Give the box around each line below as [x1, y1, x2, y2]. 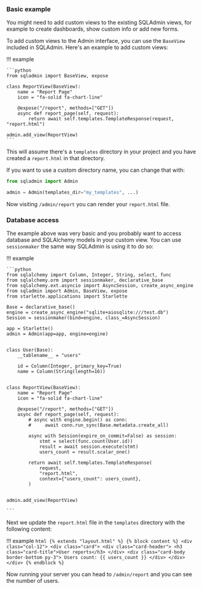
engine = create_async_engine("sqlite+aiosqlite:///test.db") [6, 309, 169, 316]
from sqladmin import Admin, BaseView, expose [6, 288, 128, 294]
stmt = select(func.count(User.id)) [39, 438, 133, 445]
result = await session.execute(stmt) [39, 444, 139, 450]
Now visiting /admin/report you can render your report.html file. [6, 201, 171, 208]
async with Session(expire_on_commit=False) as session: [28, 433, 177, 439]
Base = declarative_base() [6, 304, 76, 310]
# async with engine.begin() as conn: [28, 417, 128, 423]
